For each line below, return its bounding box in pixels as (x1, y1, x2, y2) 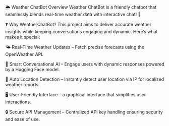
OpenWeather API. (5, 51, 44, 57)
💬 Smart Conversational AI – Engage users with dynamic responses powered (5, 61, 165, 67)
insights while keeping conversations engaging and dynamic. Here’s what (5, 29, 158, 34)
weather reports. (5, 82, 40, 87)
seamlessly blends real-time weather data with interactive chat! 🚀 (5, 12, 141, 17)
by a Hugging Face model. (5, 67, 60, 72)
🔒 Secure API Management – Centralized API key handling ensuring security (5, 109, 163, 115)
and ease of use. (5, 116, 40, 122)
